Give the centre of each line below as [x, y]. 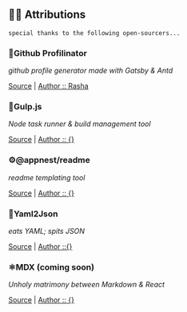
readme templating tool [47, 177]
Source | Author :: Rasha [49, 86]
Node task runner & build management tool [80, 124]
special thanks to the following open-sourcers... [94, 33]
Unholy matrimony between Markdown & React [87, 285]
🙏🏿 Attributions [47, 15]
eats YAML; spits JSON [47, 231]
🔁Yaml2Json [33, 214]
